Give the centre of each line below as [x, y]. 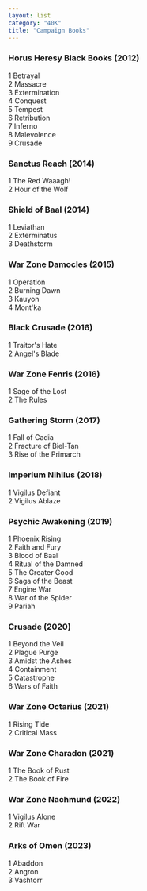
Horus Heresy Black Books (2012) [74, 58]
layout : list [30, 15]
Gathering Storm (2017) [54, 420]
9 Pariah [22, 606]
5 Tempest [26, 109]
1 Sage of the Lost [38, 391]
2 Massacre [27, 83]
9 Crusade [25, 143]
